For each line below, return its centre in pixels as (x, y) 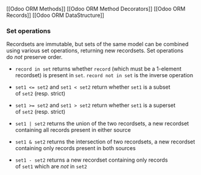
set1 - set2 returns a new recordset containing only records (91, 160)
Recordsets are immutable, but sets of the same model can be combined (97, 44)
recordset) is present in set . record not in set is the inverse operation (104, 75)
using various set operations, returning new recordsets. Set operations (95, 50)
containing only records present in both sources (75, 148)
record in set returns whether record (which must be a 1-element (98, 69)
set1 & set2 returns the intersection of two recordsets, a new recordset (105, 142)
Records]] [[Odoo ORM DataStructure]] (55, 15)
